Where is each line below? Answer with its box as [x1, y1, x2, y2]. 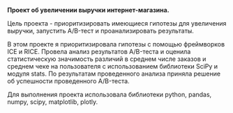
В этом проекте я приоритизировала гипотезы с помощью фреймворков [7, 40, 225, 48]
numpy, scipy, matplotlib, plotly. [7, 98, 98, 106]
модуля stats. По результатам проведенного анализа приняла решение [7, 69, 221, 78]
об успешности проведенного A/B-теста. [7, 77, 130, 85]
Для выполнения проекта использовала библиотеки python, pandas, [7, 90, 212, 98]
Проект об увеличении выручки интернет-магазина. [7, 6, 170, 14]
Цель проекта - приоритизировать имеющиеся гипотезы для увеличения [7, 19, 227, 27]
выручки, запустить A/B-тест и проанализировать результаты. [7, 27, 194, 35]
